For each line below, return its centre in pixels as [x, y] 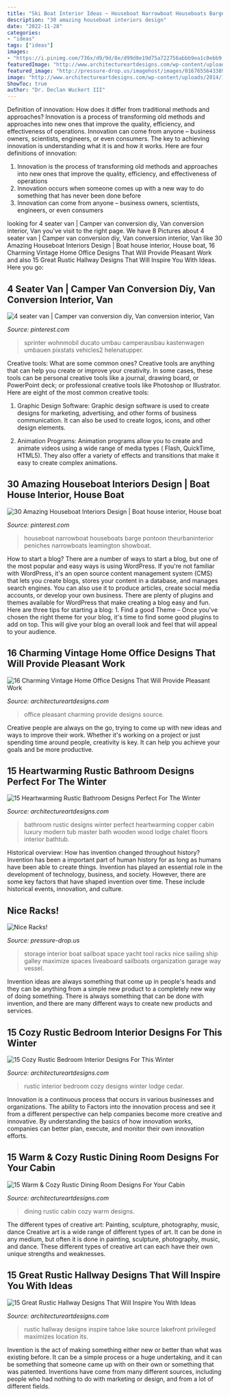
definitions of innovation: [42, 153]
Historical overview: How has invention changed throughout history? [104, 853]
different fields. [28, 1386]
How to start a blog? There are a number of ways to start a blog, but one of [113, 558]
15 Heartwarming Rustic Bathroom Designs [101, 771]
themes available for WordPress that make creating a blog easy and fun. [109, 602]
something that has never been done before [79, 196]
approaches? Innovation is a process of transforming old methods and [106, 117]
